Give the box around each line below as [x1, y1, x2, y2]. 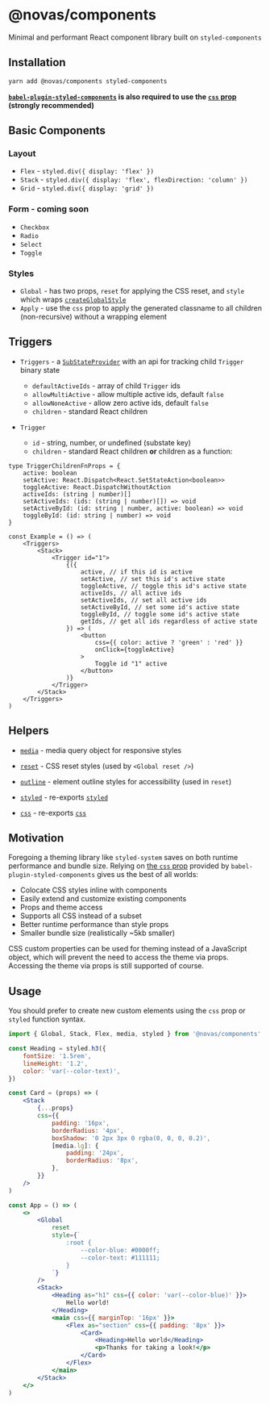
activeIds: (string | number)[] [23, 490, 131, 498]
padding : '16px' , [51, 1119, 110, 1127]
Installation [8, 56, 66, 69]
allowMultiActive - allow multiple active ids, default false [31, 389, 224, 399]
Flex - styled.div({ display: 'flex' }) [19, 166, 155, 176]
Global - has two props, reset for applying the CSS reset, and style [19, 286, 245, 295]
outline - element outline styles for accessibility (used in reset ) [19, 776, 232, 786]
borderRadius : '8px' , [65, 1156, 139, 1165]
